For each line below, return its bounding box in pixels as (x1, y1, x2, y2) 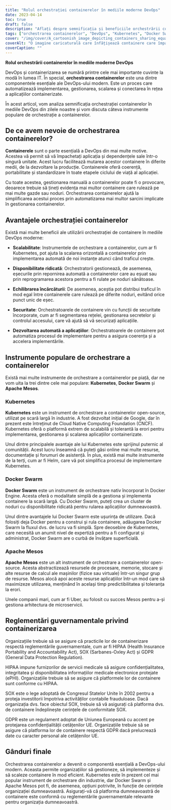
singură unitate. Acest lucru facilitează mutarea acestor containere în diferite (5, 159, 166, 165)
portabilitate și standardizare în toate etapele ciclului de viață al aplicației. (5, 169, 159, 176)
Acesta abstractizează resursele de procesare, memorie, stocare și (22, 564, 163, 571)
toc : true (5, 17, 26, 22)
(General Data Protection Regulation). (5, 654, 84, 660)
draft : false (5, 21, 33, 27)
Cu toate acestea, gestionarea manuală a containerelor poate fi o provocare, (5, 179, 165, 186)
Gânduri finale (5, 747, 52, 756)
